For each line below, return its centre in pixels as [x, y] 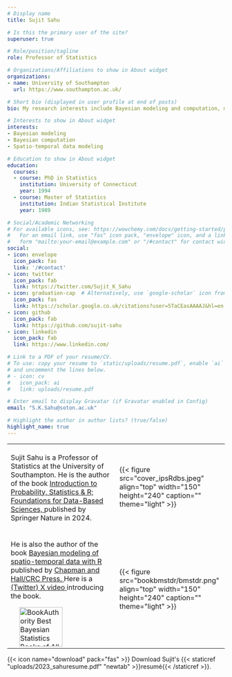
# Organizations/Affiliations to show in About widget [88, 70]
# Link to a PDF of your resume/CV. [60, 357]
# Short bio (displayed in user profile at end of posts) [92, 102]
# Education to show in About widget [61, 159]
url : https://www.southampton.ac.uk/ [68, 89]
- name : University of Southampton [58, 83]
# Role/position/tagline [43, 51]
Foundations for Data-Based [57, 500]
